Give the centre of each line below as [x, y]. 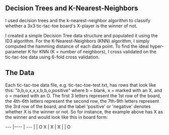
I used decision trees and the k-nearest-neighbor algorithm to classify [78, 20]
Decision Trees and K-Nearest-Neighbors [72, 8]
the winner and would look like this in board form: [57, 117]
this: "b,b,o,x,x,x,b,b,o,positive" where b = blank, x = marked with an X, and [84, 90]
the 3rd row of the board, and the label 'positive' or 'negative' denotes [78, 106]
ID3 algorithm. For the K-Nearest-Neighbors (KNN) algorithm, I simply [77, 41]
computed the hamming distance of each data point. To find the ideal [77, 46]
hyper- [157, 46]
